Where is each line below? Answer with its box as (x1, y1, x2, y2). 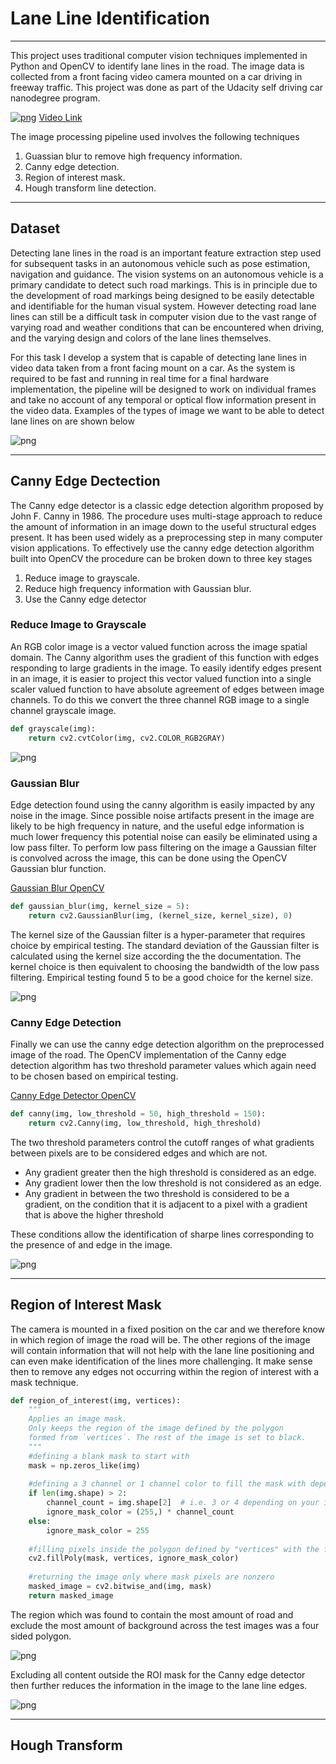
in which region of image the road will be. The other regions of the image (10, 1333, 311, 1346)
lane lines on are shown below (10, 415, 135, 427)
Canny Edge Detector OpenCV (10, 1089, 137, 1101)
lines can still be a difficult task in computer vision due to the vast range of (10, 310, 317, 322)
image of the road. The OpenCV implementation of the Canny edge (10, 1048, 287, 1061)
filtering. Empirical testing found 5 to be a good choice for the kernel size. (10, 971, 314, 983)
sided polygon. (10, 1630, 72, 1642)
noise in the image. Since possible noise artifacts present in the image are (10, 809, 315, 821)
